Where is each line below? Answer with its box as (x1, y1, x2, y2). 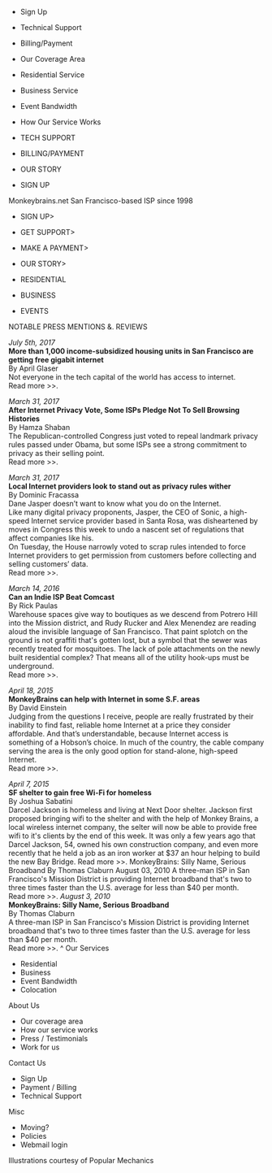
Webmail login (19, 1140, 68, 1149)
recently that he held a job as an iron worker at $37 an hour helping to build (8, 849, 261, 858)
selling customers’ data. (8, 559, 89, 568)
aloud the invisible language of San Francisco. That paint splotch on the (8, 627, 248, 636)
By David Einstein (8, 703, 67, 712)
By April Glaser (8, 363, 58, 373)
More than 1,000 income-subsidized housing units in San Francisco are (8, 346, 254, 356)
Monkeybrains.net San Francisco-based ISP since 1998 (8, 196, 193, 206)
